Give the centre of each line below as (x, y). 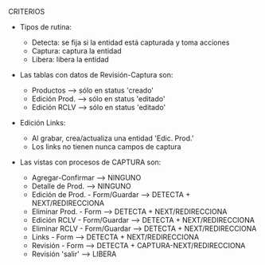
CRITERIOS (27, 12)
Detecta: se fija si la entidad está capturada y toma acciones (131, 42)
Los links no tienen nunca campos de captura (106, 146)
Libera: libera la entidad (70, 59)
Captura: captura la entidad (76, 51)
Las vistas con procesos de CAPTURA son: (90, 162)
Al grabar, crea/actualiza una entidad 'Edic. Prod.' (113, 138)
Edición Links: (43, 123)
